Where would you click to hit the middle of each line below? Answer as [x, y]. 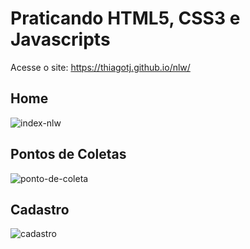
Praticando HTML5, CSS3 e [125, 18]
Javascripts [60, 39]
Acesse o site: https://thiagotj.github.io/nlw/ [100, 67]
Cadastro [40, 209]
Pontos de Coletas [68, 154]
